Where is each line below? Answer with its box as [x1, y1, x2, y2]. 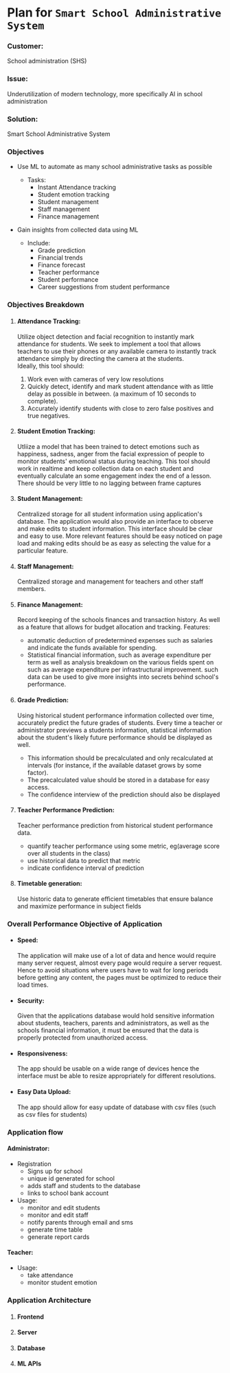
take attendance [27, 1271, 73, 1279]
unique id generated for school [27, 1174, 115, 1183]
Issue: [7, 74, 29, 84]
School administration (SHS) [7, 57, 87, 65]
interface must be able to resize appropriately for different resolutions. [16, 1072, 216, 1080]
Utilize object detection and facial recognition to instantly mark [16, 332, 194, 341]
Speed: [16, 936, 38, 944]
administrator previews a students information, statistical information [16, 726, 211, 734]
